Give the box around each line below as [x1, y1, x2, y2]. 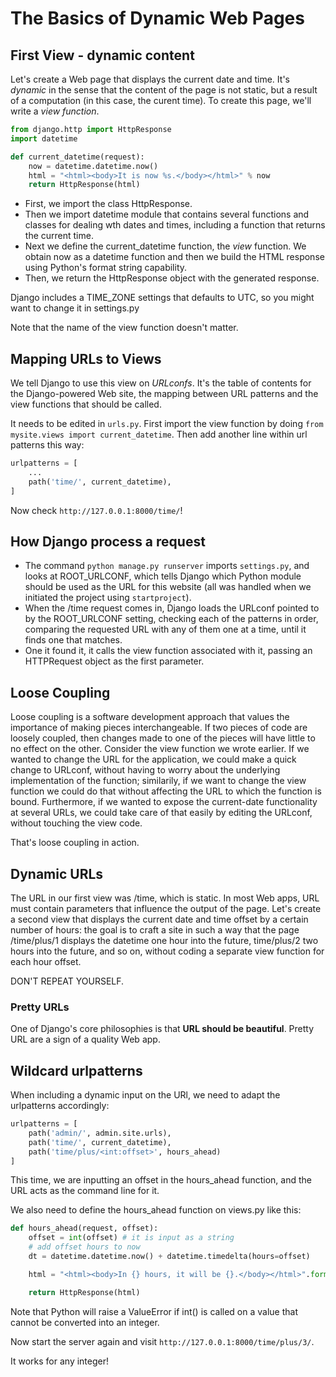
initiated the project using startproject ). [24, 592, 192, 604]
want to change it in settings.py [10, 302, 140, 314]
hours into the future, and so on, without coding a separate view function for [10, 945, 325, 957]
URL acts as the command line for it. [10, 1185, 160, 1197]
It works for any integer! [10, 1355, 110, 1367]
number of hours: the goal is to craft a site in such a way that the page [10, 924, 300, 936]
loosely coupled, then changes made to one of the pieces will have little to [10, 732, 316, 744]
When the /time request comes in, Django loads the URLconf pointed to [24, 602, 320, 614]
